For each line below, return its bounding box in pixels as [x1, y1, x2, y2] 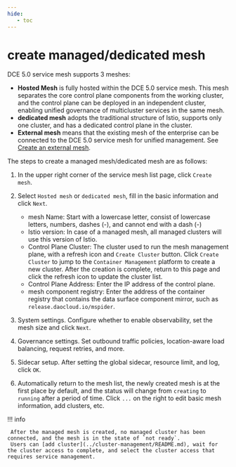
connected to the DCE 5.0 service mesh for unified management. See [17, 136, 219, 145]
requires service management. [7, 454, 96, 461]
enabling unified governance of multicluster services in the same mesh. [17, 106, 225, 114]
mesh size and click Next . [17, 324, 91, 332]
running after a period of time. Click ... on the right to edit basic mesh [17, 394, 221, 402]
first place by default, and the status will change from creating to [17, 387, 206, 395]
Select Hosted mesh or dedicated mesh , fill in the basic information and [17, 192, 219, 200]
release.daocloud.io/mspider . [27, 303, 115, 311]
